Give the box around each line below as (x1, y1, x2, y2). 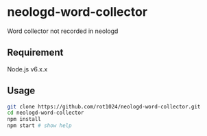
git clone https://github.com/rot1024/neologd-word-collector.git (7, 103, 201, 110)
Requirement (7, 47, 64, 58)
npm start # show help (7, 122, 72, 129)
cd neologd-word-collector (7, 109, 84, 117)
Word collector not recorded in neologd (7, 27, 119, 35)
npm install (7, 116, 41, 123)
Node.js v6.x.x (7, 65, 48, 73)
